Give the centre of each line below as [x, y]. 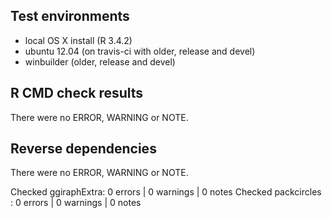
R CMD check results [77, 93]
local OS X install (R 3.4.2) [78, 40]
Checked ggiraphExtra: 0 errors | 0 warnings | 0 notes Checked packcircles [166, 192]
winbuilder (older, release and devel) [100, 61]
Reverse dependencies [83, 149]
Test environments [70, 16]
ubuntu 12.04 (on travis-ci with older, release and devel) [140, 51]
